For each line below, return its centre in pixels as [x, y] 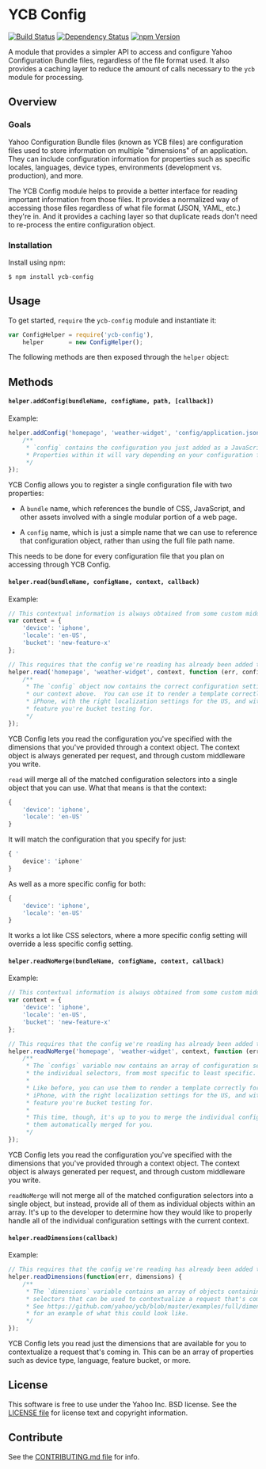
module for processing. [46, 77]
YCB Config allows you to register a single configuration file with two [120, 485]
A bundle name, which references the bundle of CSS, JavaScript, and [132, 509]
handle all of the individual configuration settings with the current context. [129, 1220]
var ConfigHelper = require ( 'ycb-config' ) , [81, 334]
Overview [33, 102]
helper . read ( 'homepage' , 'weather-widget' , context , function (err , [123, 672]
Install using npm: [37, 262]
